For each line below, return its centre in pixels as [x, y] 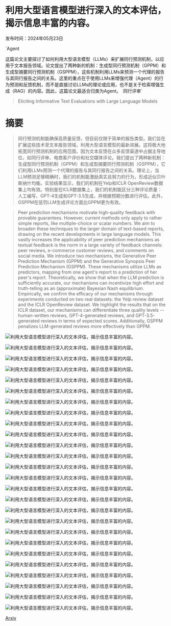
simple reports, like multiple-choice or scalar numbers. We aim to [86, 223]
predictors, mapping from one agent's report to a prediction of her [87, 272]
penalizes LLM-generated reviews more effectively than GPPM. [84, 326]
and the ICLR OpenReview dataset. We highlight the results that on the [92, 305]
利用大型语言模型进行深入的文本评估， [86, 10]
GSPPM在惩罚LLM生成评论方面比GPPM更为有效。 [70, 202]
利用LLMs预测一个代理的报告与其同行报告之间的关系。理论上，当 [91, 170]
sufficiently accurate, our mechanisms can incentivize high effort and [91, 283]
